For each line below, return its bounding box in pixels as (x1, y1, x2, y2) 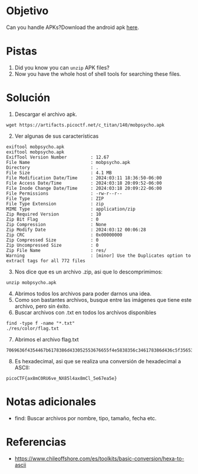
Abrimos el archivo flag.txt (14, 336, 79, 343)
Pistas (6, 44, 37, 58)
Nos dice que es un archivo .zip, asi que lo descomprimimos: (14, 268, 163, 275)
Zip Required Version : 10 (6, 211, 101, 217)
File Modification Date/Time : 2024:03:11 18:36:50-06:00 (6, 175, 162, 181)
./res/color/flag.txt (6, 325, 60, 331)
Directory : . (6, 165, 99, 170)
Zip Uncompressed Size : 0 (6, 242, 99, 248)
